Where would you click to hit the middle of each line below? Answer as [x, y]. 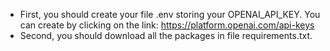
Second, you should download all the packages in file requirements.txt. [166, 35]
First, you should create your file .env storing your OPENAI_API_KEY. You [170, 14]
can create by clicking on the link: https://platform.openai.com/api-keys [167, 25]
